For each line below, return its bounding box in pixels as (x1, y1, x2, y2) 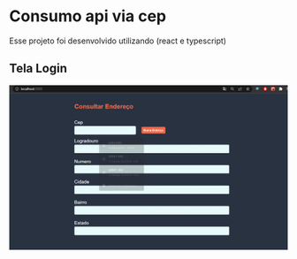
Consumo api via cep (9, 6, 166, 27)
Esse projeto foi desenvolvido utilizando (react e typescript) (9, 35, 227, 46)
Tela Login (9, 61, 68, 76)
